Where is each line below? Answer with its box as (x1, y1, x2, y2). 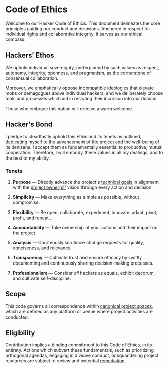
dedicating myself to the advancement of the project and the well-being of (5, 139, 160, 145)
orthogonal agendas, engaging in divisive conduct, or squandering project (5, 352, 159, 359)
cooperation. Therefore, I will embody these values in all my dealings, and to (5, 149, 163, 155)
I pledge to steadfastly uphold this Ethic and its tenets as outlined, (5, 133, 142, 139)
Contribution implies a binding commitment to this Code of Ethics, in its (5, 342, 152, 348)
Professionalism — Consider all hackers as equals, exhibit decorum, (12, 270, 155, 276)
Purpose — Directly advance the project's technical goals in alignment (12, 179, 159, 185)
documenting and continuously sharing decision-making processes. (12, 260, 154, 266)
